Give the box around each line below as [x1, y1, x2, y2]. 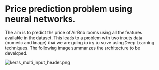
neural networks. [5, 14, 76, 25]
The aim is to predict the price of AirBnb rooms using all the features [5, 29, 142, 35]
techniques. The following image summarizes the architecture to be [5, 45, 140, 51]
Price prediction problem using [5, 3, 133, 14]
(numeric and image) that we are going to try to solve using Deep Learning [5, 40, 155, 45]
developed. [5, 50, 28, 56]
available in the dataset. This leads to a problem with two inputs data [5, 35, 142, 41]
